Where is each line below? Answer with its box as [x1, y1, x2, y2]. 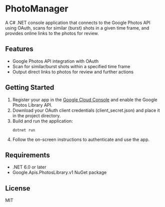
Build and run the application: [12, 118, 73, 124]
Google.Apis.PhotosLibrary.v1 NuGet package [12, 169, 107, 175]
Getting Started [5, 83, 54, 92]
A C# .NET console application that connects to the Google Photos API [5, 20, 151, 26]
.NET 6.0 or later [12, 164, 46, 170]
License [5, 184, 30, 192]
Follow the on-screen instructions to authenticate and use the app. [12, 136, 150, 142]
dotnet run [12, 127, 35, 133]
